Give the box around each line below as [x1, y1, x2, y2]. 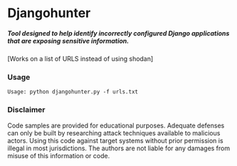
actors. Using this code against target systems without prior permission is [7, 136, 223, 145]
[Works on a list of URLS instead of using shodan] [7, 55, 154, 63]
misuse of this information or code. [7, 151, 110, 160]
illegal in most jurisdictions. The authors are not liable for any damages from [7, 144, 231, 152]
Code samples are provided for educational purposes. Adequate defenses [7, 121, 225, 130]
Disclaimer [7, 105, 46, 115]
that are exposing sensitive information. [7, 36, 130, 45]
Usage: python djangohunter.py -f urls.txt [7, 88, 139, 95]
